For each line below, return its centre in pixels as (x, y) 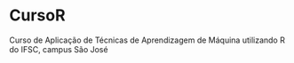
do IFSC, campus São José (59, 49)
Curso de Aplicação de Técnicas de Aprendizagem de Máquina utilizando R (147, 40)
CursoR (37, 16)
